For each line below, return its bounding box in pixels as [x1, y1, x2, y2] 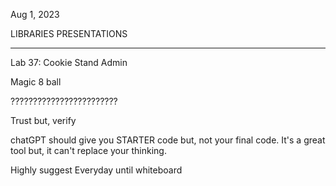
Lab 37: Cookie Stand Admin [10, 57, 128, 68]
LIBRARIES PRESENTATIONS [10, 28, 128, 39]
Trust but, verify [10, 115, 77, 126]
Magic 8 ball [10, 76, 62, 88]
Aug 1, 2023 [10, 9, 60, 20]
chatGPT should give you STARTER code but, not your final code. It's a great [10, 134, 326, 146]
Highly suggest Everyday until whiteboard [10, 164, 183, 176]
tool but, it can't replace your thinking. [10, 145, 167, 156]
